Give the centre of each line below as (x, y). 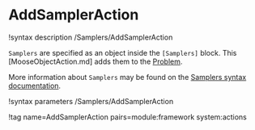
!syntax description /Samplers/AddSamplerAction (91, 37)
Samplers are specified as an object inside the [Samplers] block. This (123, 52)
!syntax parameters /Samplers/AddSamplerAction (91, 101)
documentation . (35, 86)
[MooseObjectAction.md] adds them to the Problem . (96, 61)
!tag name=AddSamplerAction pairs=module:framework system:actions (127, 117)
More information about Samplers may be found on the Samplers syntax (127, 77)
